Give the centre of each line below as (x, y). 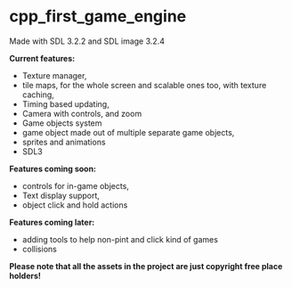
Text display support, (61, 195)
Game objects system (62, 123)
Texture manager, (54, 75)
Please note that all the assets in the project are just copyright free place (146, 266)
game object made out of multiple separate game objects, (128, 132)
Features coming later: (52, 222)
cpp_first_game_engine (98, 16)
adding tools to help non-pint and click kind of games (120, 239)
